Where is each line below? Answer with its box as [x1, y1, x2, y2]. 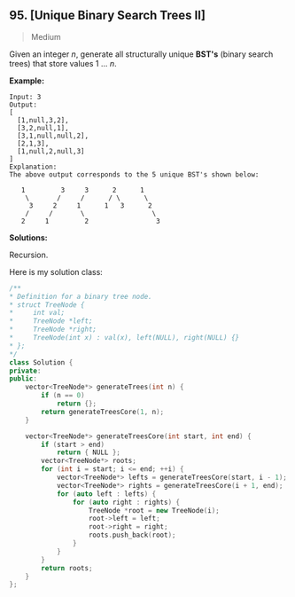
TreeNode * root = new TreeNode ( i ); [88, 506, 220, 515]
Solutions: [9, 232, 49, 243]
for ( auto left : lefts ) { [56, 489, 157, 499]
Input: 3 [9, 92, 42, 101]
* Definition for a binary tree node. [9, 292, 152, 301]
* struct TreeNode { [9, 300, 86, 310]
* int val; [9, 309, 66, 318]
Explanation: [9, 162, 58, 171]
